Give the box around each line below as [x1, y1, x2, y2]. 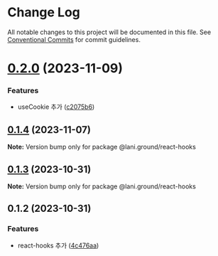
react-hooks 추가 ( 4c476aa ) [17, 241, 99, 250]
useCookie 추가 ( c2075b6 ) [17, 102, 95, 111]
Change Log [7, 4, 80, 21]
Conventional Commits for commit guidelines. [7, 35, 141, 43]
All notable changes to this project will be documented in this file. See [7, 28, 212, 36]
